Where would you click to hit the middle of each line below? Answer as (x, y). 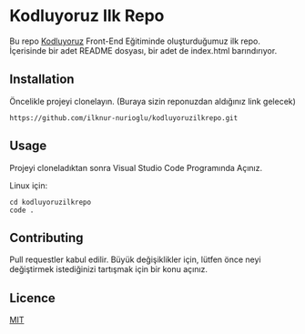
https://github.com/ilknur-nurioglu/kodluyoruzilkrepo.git (124, 118)
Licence (33, 298)
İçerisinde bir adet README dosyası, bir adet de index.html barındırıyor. (143, 50)
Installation (42, 80)
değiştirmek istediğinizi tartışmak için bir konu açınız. (108, 269)
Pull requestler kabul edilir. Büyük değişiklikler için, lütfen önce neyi (135, 259)
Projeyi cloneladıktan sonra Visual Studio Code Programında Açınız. (136, 167)
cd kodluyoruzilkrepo (51, 202)
